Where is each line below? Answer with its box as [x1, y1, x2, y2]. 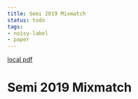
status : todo [7, 17, 46, 24]
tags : [7, 23, 23, 30]
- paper [7, 36, 30, 43]
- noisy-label [7, 29, 49, 37]
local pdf [7, 55, 33, 63]
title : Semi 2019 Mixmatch [7, 10, 86, 17]
